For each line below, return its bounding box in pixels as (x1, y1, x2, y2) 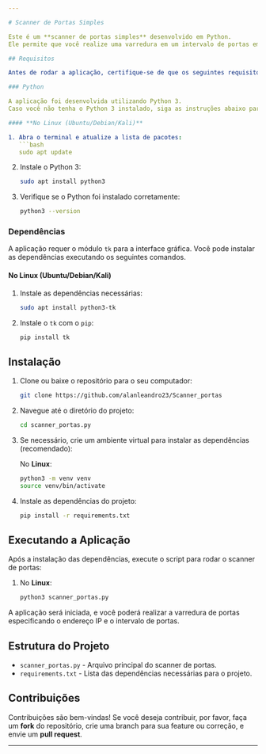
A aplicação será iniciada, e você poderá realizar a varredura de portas (8, 607, 240, 618)
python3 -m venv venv (19, 474, 92, 482)
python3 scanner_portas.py (19, 593, 109, 602)
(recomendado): (19, 444, 73, 453)
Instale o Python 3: (19, 162, 82, 172)
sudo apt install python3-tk (19, 303, 116, 311)
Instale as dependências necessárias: (19, 288, 143, 298)
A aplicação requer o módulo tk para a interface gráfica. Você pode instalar (8, 244, 255, 253)
